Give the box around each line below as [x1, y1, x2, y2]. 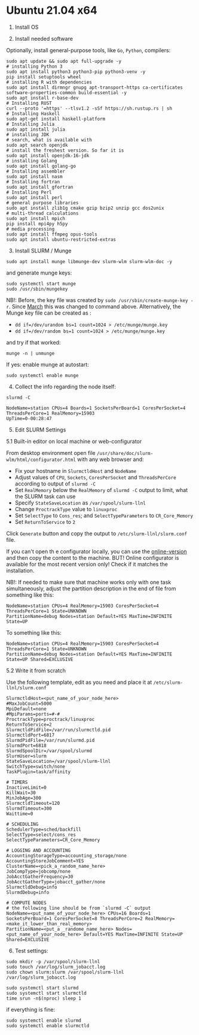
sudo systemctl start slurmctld [6, 990, 87, 996]
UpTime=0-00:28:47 [6, 415, 52, 421]
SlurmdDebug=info [6, 889, 50, 895]
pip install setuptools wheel [6, 74, 82, 80]
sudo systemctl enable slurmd [6, 1017, 82, 1024]
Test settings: [14, 947, 49, 954]
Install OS [14, 23, 39, 31]
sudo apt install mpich [6, 215, 66, 222]
